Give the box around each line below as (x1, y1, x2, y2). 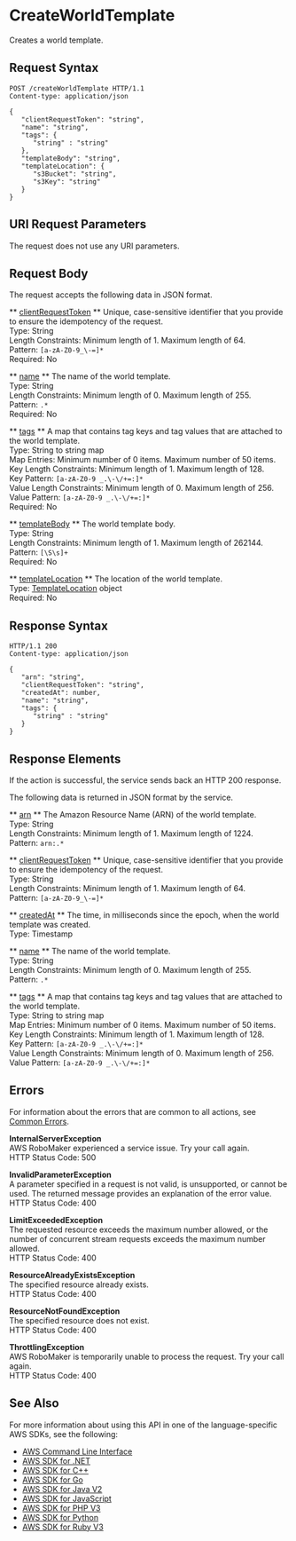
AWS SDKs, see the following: (9, 1428, 118, 1439)
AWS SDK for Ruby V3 (21, 1521, 104, 1532)
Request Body (9, 265, 89, 281)
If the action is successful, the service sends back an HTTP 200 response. (9, 775, 282, 786)
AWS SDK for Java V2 (21, 1483, 103, 1494)
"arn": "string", (20, 673, 86, 682)
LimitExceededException (9, 1214, 104, 1225)
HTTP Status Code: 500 (9, 1151, 97, 1163)
